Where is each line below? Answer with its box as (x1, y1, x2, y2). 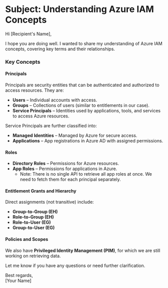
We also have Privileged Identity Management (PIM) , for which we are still (5, 247, 160, 253)
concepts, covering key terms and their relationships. (5, 46, 115, 52)
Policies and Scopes (5, 236, 49, 242)
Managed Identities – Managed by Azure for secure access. (12, 132, 137, 138)
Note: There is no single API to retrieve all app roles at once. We (20, 171, 152, 177)
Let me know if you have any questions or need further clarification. (5, 262, 145, 268)
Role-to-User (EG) (12, 219, 51, 225)
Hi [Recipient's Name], (5, 31, 52, 37)
